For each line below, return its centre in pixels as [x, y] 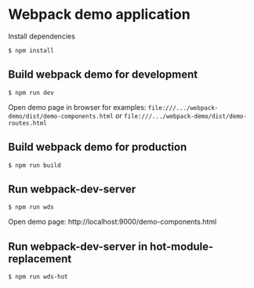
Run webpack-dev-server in [78, 246]
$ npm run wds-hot [38, 277]
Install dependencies [42, 36]
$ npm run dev [31, 93]
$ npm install [31, 50]
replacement [40, 259]
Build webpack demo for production [98, 147]
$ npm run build [34, 165]
